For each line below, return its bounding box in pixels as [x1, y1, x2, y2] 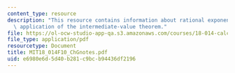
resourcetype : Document [7, 42, 77, 49]
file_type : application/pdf [7, 36, 90, 43]
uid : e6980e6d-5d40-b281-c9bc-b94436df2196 [7, 56, 136, 63]
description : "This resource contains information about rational [7, 17, 205, 24]
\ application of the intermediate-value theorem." [13, 23, 168, 30]
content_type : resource [7, 10, 77, 17]
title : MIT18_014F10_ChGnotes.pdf [7, 49, 108, 56]
